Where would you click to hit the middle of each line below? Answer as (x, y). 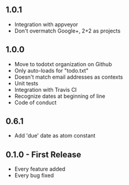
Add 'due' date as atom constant (55, 136)
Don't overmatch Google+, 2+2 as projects (68, 31)
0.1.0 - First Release (43, 155)
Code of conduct (35, 102)
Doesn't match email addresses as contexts (68, 77)
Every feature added (40, 169)
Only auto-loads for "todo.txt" (51, 70)
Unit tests (26, 83)
